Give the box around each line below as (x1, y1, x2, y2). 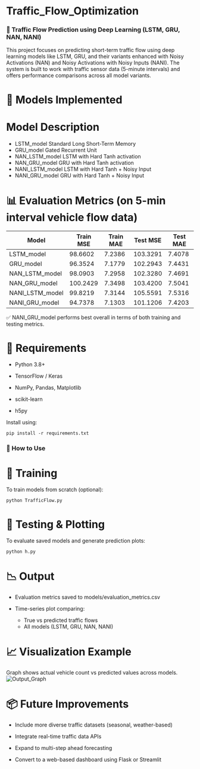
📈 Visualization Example (6, 645, 132, 658)
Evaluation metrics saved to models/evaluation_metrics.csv (14, 593, 161, 601)
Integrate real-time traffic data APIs (14, 733, 102, 740)
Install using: (6, 419, 37, 426)
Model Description (6, 120, 100, 134)
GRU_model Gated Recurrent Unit (14, 146, 97, 154)
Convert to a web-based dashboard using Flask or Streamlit (14, 756, 162, 763)
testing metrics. (6, 320, 45, 327)
